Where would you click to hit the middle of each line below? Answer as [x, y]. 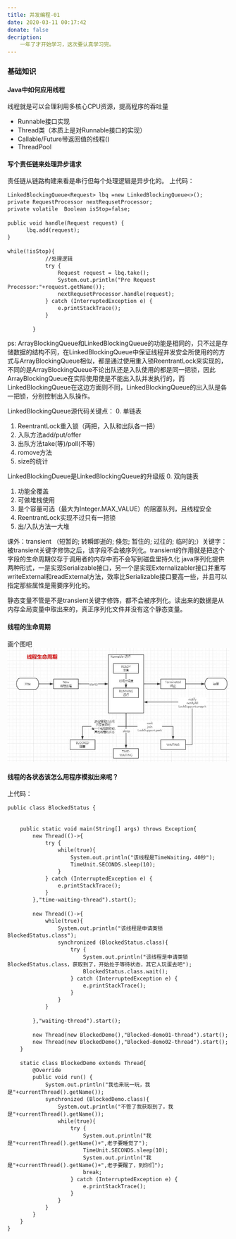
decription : [25, 37]
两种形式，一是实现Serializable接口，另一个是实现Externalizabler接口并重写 [117, 568]
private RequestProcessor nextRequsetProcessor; [80, 202]
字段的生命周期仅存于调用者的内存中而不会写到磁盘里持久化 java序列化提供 [116, 559]
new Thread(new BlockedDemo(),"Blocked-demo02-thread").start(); [131, 1042]
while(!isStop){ [31, 251]
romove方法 [35, 453]
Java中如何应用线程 [36, 89]
